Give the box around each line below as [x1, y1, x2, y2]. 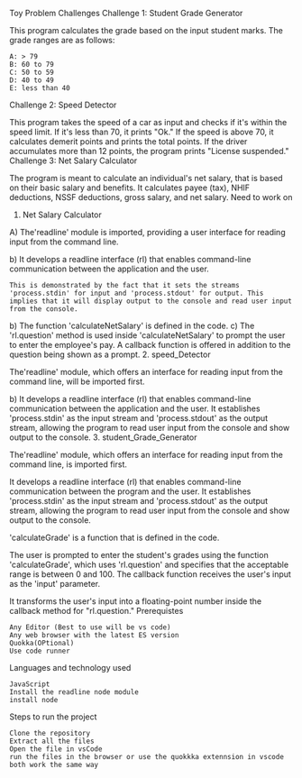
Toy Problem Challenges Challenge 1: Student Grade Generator [9, 8, 243, 18]
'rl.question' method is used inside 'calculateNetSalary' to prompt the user [9, 330, 286, 341]
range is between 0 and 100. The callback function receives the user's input [9, 569, 291, 580]
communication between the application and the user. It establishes [9, 403, 261, 414]
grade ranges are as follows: [9, 35, 115, 45]
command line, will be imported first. [9, 376, 146, 387]
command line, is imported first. [9, 459, 128, 470]
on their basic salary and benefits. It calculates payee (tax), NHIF [9, 182, 251, 193]
